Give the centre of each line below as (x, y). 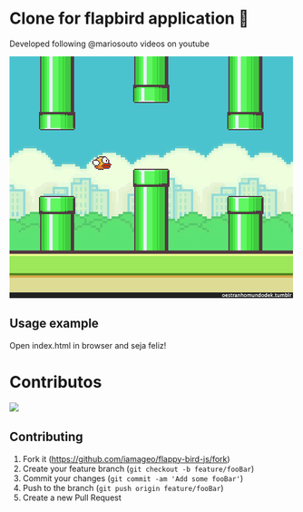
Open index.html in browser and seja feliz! (88, 345)
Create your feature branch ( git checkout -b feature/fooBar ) (138, 468)
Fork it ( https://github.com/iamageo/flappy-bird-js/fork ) (126, 458)
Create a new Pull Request (72, 497)
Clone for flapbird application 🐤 (129, 19)
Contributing (46, 437)
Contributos (56, 382)
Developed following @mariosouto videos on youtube (110, 44)
